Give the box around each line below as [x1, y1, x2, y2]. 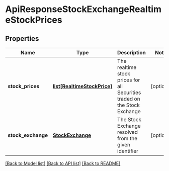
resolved [117, 129, 138, 135]
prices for [117, 76, 140, 83]
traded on [117, 96, 140, 102]
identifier [117, 147, 139, 154]
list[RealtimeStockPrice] [52, 83, 113, 90]
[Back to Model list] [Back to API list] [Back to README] [5, 160, 121, 166]
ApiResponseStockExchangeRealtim [5, 4, 162, 15]
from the [117, 135, 137, 142]
